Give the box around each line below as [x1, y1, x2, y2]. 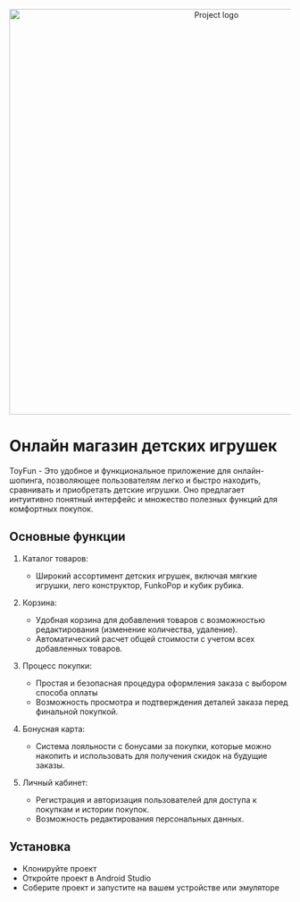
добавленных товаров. [35, 643, 123, 653]
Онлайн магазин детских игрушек [9, 436, 278, 456]
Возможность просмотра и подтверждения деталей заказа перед [35, 696, 288, 707]
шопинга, [9, 475, 45, 485]
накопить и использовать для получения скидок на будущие [35, 750, 268, 761]
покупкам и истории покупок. [35, 804, 150, 814]
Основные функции [9, 529, 126, 544]
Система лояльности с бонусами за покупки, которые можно [35, 740, 272, 751]
